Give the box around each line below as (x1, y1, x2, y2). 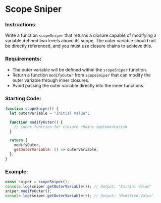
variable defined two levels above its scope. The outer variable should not (5, 38, 156, 44)
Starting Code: (5, 95, 41, 102)
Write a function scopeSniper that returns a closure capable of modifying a (5, 32, 157, 38)
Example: (5, 168, 28, 175)
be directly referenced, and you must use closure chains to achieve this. (5, 43, 153, 49)
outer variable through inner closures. (12, 77, 90, 83)
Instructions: (5, 21, 37, 28)
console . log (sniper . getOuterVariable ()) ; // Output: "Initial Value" (5, 184, 152, 189)
